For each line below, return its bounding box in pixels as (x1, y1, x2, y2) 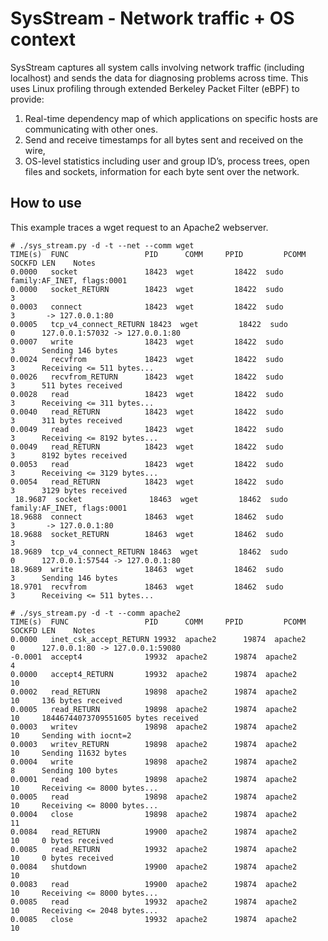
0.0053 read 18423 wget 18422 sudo (10, 459, 284, 469)
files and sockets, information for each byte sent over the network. (24, 165, 300, 177)
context (10, 28, 77, 51)
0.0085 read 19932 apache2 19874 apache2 (10, 897, 298, 907)
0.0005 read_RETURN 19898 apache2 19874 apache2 (10, 704, 298, 714)
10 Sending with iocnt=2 (10, 730, 132, 741)
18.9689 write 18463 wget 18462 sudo (10, 564, 284, 574)
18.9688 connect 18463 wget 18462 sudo (10, 512, 284, 522)
